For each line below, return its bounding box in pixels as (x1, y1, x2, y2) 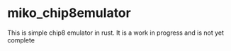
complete (7, 35, 35, 44)
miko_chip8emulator (7, 5, 131, 21)
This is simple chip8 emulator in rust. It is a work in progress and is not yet (7, 28, 225, 37)
